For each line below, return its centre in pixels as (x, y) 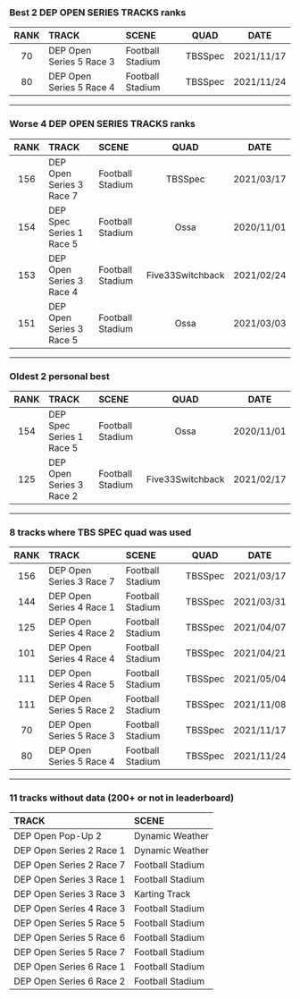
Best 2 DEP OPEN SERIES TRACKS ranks (98, 13)
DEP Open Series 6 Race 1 (70, 967)
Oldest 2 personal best (59, 376)
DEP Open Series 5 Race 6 (70, 938)
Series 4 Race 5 (82, 684)
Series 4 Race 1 (82, 607)
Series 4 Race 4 (82, 659)
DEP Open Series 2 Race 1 (70, 851)
